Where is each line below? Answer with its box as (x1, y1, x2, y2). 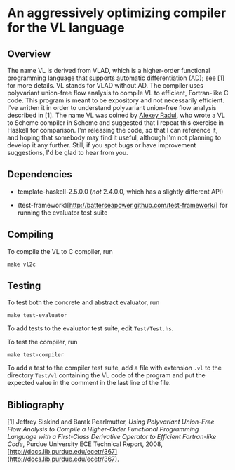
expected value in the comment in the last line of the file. (7, 379, 171, 387)
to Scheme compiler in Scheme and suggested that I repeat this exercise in (7, 119, 224, 127)
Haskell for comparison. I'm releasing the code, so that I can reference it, (7, 126, 218, 134)
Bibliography (7, 398, 65, 411)
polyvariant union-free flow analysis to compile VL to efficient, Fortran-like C (7, 89, 229, 97)
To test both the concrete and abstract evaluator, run (7, 298, 160, 307)
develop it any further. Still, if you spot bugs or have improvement (7, 141, 196, 149)
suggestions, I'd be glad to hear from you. (7, 149, 128, 156)
